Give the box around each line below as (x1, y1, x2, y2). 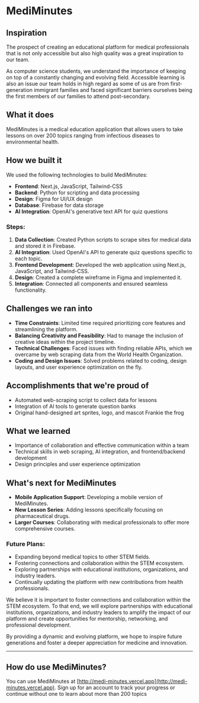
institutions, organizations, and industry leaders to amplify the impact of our (6, 609, 191, 616)
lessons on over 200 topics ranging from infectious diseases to (6, 132, 161, 139)
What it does (6, 110, 54, 120)
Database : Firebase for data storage (14, 202, 104, 209)
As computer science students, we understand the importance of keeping (6, 68, 187, 75)
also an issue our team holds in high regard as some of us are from (6, 80, 169, 87)
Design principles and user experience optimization (14, 461, 141, 468)
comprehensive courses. (14, 525, 76, 532)
